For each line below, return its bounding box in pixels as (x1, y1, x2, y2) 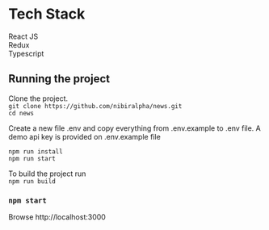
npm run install (8, 147, 63, 156)
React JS (8, 31, 39, 41)
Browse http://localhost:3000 (8, 212, 107, 222)
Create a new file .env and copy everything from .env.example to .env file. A (8, 123, 261, 133)
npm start (8, 195, 47, 205)
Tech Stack (8, 5, 86, 23)
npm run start (8, 154, 57, 162)
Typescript (8, 48, 44, 58)
